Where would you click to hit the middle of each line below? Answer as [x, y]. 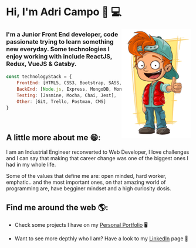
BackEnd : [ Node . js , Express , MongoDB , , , [90, 90]
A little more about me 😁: [53, 138]
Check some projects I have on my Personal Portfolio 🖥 [81, 225]
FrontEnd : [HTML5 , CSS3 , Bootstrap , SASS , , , [94, 83]
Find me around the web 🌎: [57, 207]
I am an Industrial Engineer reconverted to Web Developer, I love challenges [98, 152]
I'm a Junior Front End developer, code [62, 35]
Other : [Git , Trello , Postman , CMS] [62, 101]
